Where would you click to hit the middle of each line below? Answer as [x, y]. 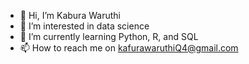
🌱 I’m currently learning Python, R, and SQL [109, 36]
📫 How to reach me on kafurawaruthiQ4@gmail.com [129, 48]
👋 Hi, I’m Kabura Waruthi [70, 15]
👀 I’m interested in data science [84, 26]
